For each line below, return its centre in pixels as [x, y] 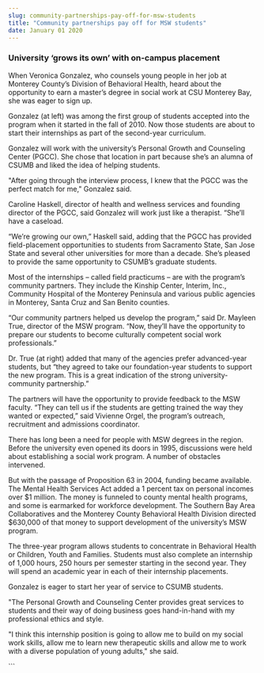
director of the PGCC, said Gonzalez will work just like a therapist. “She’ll [126, 212]
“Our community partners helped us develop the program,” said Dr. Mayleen [132, 317]
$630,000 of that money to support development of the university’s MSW [128, 522]
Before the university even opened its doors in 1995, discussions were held [130, 448]
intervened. [27, 465]
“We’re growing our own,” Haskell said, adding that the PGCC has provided [130, 236]
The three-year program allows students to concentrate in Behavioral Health [132, 546]
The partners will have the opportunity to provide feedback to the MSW [124, 399]
